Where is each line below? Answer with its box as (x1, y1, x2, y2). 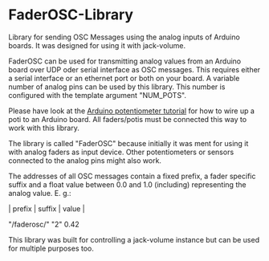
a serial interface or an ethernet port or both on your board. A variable (8, 73, 240, 83)
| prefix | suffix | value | (8, 203, 86, 214)
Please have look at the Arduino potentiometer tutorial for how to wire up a (8, 106, 255, 116)
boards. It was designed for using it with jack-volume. (8, 40, 186, 50)
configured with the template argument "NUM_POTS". (8, 90, 187, 100)
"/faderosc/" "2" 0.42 (8, 219, 80, 229)
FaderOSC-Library (8, 6, 134, 24)
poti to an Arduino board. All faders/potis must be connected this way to (8, 114, 247, 124)
